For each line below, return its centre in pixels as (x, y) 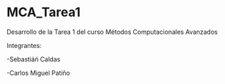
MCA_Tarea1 (44, 12)
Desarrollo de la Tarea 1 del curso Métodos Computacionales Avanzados (112, 32)
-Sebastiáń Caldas (34, 59)
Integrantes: (24, 45)
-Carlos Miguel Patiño (38, 73)
